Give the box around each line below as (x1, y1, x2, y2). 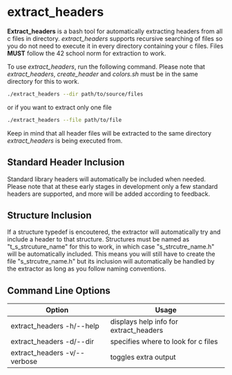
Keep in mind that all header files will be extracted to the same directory (7, 129, 212, 137)
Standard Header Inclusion (7, 156, 125, 168)
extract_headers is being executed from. (7, 136, 123, 145)
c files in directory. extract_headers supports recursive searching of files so (7, 34, 223, 42)
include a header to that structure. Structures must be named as (7, 235, 190, 244)
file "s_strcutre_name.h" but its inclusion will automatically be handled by (7, 257, 215, 266)
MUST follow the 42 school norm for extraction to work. (7, 49, 166, 57)
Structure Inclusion (7, 209, 92, 221)
